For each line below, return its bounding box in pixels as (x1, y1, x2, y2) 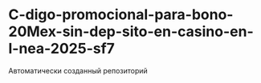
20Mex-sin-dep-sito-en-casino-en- (8, 22, 255, 41)
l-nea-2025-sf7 (8, 40, 115, 57)
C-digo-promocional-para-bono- (8, 6, 234, 24)
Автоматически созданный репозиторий (8, 65, 149, 75)
